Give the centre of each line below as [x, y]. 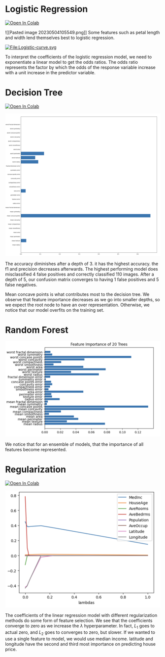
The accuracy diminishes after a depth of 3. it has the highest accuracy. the [82, 264]
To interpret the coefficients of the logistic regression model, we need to [78, 57]
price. [11, 649]
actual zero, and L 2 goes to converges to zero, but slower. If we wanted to [80, 633]
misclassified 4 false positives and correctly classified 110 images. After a [80, 274]
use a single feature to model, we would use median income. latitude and [79, 639]
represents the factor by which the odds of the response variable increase [81, 67]
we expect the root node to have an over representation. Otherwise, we [78, 305]
